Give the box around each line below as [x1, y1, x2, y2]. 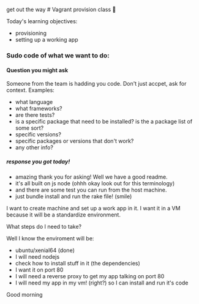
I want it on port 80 [15, 266, 64, 273]
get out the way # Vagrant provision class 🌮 [6, 6, 116, 13]
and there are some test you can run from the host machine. [15, 187, 167, 194]
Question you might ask [6, 66, 69, 73]
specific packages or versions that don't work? [15, 138, 134, 145]
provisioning [15, 29, 47, 37]
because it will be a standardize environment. [6, 211, 121, 218]
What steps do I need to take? [6, 223, 82, 231]
